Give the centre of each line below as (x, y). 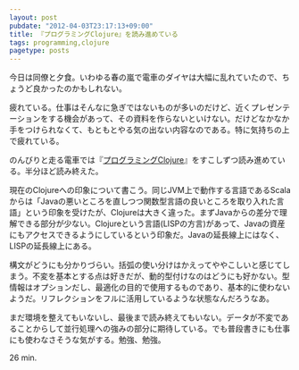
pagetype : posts (39, 51)
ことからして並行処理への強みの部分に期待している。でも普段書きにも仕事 (154, 329)
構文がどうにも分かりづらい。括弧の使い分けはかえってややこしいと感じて (146, 265)
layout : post (33, 17)
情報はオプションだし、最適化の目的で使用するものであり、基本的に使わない (150, 288)
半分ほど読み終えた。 (64, 172)
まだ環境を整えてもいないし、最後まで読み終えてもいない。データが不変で (145, 317)
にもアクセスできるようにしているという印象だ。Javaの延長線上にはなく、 (146, 235)
